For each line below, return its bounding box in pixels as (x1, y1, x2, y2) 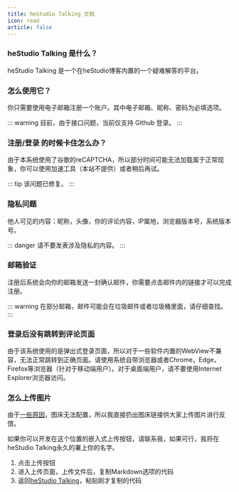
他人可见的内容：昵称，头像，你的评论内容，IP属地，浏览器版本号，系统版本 (7, 217, 231, 225)
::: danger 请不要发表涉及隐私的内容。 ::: (7, 240, 126, 250)
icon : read (7, 17, 40, 24)
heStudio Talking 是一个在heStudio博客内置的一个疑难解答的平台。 (7, 66, 203, 75)
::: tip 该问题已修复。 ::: (7, 180, 75, 188)
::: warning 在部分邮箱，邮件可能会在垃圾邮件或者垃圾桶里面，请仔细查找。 (7, 302, 228, 310)
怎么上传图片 (7, 393, 52, 403)
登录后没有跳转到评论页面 (7, 329, 95, 339)
